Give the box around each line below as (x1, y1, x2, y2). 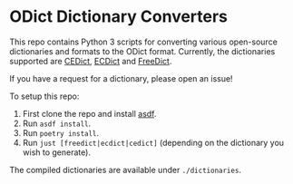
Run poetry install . (22, 127, 100, 138)
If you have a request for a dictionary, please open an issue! (9, 73, 233, 83)
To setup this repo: (9, 91, 80, 102)
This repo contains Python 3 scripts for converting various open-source (9, 36, 278, 47)
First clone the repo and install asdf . (22, 108, 157, 119)
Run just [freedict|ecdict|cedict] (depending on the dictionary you (22, 137, 284, 148)
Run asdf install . (22, 118, 92, 129)
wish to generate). (22, 147, 91, 158)
